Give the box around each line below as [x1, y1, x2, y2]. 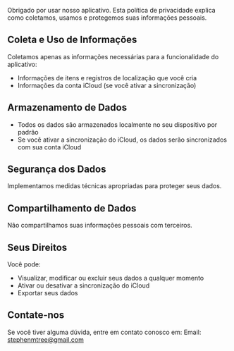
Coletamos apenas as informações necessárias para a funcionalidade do [7, 52, 219, 61]
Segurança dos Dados [7, 164, 106, 175]
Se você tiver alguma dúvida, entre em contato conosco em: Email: [7, 328, 202, 336]
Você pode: [7, 260, 41, 269]
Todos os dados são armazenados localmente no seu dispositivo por [17, 120, 218, 129]
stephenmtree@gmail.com [7, 335, 85, 344]
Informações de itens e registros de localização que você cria [17, 73, 197, 82]
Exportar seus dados [17, 289, 78, 297]
